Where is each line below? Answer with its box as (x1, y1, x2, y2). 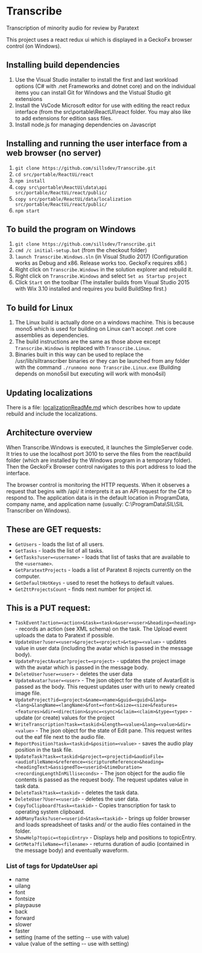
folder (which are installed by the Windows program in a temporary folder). (6, 457, 192, 464)
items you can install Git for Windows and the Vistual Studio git (14, 89, 171, 96)
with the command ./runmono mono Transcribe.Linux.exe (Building (14, 364, 181, 371)
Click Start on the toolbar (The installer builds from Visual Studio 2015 (14, 279, 190, 286)
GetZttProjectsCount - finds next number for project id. (14, 585, 153, 593)
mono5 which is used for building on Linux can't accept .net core (14, 325, 177, 333)
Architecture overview (6, 428, 92, 438)
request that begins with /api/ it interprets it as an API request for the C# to (6, 487, 192, 495)
